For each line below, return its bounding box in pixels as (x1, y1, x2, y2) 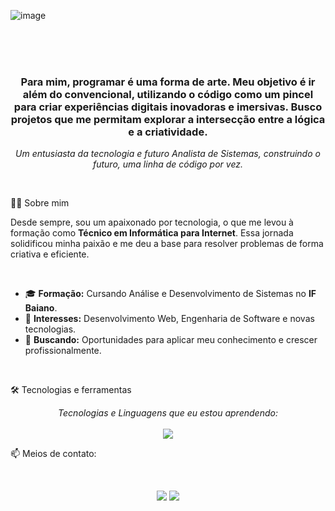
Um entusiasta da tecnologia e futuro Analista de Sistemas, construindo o (15, 148, 321, 160)
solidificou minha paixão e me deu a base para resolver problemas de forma (10, 238, 324, 250)
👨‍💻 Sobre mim (10, 197, 70, 209)
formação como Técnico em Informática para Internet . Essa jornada (10, 227, 294, 239)
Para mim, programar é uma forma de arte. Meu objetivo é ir (20, 75, 316, 89)
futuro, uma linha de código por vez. (92, 158, 244, 170)
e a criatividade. (128, 125, 208, 139)
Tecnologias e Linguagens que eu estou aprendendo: (58, 407, 278, 419)
